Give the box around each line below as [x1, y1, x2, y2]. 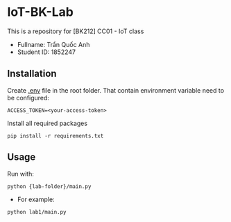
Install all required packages [7, 119, 88, 127]
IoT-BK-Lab [7, 4, 74, 20]
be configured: [7, 93, 50, 102]
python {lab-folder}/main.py [7, 183, 92, 190]
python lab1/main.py [7, 208, 67, 215]
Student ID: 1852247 [17, 48, 76, 56]
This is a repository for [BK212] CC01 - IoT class [7, 27, 144, 35]
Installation [7, 68, 57, 80]
